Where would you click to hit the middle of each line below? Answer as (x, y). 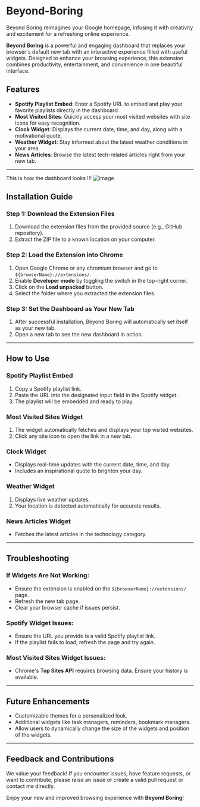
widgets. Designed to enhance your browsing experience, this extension (95, 58)
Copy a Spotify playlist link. (48, 388)
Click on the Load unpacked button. (59, 287)
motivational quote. (38, 135)
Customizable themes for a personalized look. (71, 716)
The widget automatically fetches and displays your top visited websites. (104, 430)
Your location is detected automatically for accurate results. (88, 506)
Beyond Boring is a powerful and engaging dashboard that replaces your (96, 45)
